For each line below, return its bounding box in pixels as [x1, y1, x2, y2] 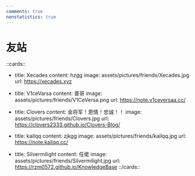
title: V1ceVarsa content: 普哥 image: [14, 90, 102, 97]
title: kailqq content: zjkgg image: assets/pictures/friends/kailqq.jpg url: [14, 132, 186, 140]
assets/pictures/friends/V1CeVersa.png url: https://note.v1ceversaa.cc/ [14, 97, 186, 104]
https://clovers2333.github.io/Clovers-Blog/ [14, 121, 121, 128]
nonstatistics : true [6, 14, 57, 20]
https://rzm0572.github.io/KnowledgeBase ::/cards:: [14, 164, 141, 171]
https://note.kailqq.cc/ [14, 139, 69, 146]
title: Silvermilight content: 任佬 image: [14, 151, 107, 158]
